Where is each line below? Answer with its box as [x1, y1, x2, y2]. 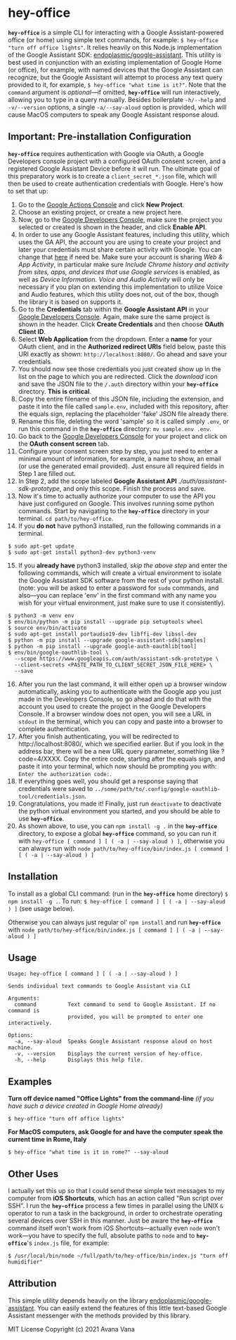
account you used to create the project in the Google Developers [18, 702, 206, 711]
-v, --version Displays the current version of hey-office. [14, 1050, 203, 1057]
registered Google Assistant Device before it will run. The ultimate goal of [8, 164, 221, 173]
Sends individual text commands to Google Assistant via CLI [8, 983, 191, 990]
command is [8, 1007, 40, 1014]
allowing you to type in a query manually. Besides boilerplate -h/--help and [8, 95, 227, 103]
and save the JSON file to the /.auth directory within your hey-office [18, 380, 218, 388]
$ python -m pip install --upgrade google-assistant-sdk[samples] [8, 636, 206, 644]
